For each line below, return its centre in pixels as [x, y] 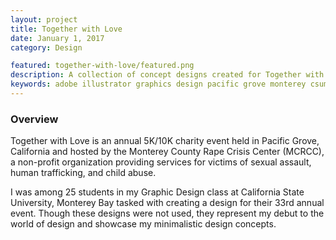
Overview [34, 119]
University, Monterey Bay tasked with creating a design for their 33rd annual [167, 203]
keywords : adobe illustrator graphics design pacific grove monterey [158, 84]
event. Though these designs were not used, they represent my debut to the [167, 213]
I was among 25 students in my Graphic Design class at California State [157, 192]
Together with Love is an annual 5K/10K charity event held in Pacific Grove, [165, 141]
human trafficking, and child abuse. [83, 173]
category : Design [46, 47]
